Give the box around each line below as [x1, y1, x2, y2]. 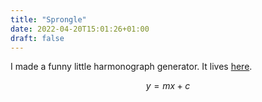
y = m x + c [145, 80, 191, 92]
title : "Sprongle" [10, 14, 87, 25]
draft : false [10, 33, 65, 43]
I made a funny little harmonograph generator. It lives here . [10, 61, 253, 73]
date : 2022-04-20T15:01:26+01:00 [10, 24, 150, 34]
